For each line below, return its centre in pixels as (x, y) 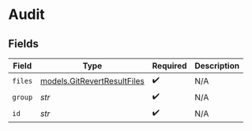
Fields (24, 44)
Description (217, 66)
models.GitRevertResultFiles (92, 80)
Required (169, 66)
